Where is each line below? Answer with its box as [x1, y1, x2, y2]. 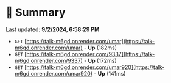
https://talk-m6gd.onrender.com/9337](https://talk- [26, 50, 155, 57]
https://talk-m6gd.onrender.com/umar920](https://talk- [26, 63, 165, 71]
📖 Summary [5, 5, 66, 20]
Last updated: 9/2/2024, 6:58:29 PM [5, 26, 100, 33]
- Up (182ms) [83, 44, 117, 51]
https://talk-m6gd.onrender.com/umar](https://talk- [26, 37, 155, 45]
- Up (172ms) [83, 57, 117, 64]
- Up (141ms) [93, 70, 126, 77]
